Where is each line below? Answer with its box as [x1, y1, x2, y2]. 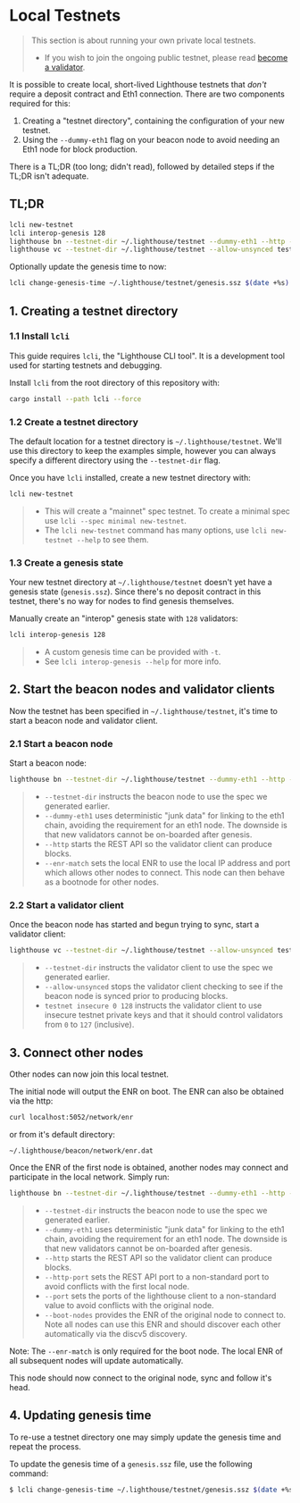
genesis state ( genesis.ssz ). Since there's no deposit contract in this [9, 586, 262, 597]
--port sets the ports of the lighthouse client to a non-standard [44, 1290, 277, 1301]
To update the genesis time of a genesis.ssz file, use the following [9, 1458, 253, 1469]
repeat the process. [9, 1440, 82, 1452]
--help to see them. [76, 533, 149, 545]
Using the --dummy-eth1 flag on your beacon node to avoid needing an [21, 134, 280, 145]
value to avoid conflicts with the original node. [44, 1299, 214, 1310]
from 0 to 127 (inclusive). [44, 1020, 135, 1030]
